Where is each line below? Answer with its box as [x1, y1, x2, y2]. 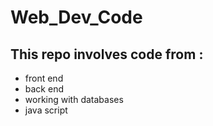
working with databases [24, 94, 124, 105]
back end [24, 83, 64, 95]
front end [24, 72, 64, 84]
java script [24, 104, 68, 116]
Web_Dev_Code [10, 6, 143, 29]
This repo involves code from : [10, 46, 204, 63]
